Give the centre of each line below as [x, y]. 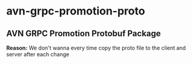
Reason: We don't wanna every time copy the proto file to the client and [96, 48]
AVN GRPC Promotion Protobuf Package [84, 34]
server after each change [38, 54]
